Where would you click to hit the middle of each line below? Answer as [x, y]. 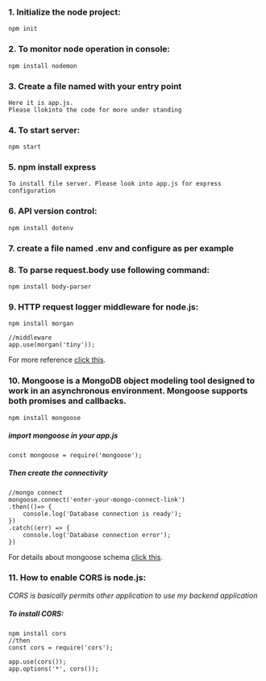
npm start [25, 147]
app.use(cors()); [37, 662]
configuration [32, 191]
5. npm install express [52, 167]
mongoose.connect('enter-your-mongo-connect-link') [97, 499]
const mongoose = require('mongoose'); [75, 455]
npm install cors [37, 633]
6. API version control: [53, 211]
